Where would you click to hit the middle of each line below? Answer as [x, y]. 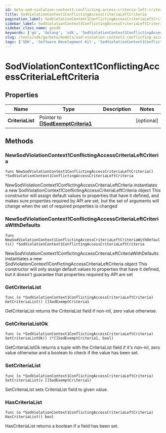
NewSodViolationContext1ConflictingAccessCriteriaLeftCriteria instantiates [81, 185]
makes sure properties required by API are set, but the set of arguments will [82, 201]
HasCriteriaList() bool [30, 417]
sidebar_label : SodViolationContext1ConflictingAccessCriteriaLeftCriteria [85, 24]
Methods [19, 141]
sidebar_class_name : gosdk [33, 28]
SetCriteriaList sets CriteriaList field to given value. [57, 389]
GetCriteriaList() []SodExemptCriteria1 [47, 302]
